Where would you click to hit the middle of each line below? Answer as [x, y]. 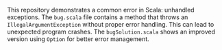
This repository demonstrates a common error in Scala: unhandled [101, 10]
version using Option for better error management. [78, 39]
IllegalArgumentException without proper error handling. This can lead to [111, 24]
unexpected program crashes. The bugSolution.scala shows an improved [111, 32]
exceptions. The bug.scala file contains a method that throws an [98, 17]
